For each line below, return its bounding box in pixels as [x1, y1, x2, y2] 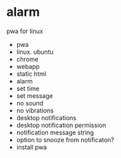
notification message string [16, 128, 94, 137]
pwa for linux [6, 27, 43, 35]
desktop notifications [16, 113, 77, 121]
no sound [16, 99, 44, 107]
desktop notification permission [16, 121, 107, 129]
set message [16, 91, 53, 100]
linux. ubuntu [16, 48, 54, 56]
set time [16, 84, 40, 92]
